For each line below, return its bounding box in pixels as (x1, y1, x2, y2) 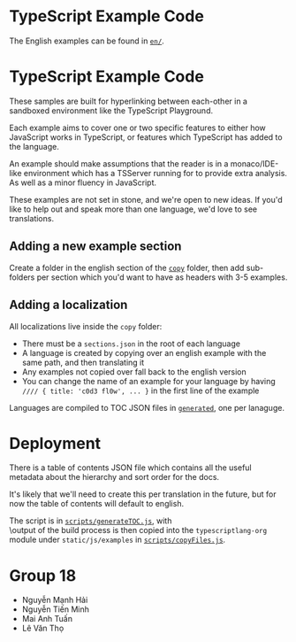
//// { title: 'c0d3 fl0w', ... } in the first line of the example (21, 385, 260, 396)
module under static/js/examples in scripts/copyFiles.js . (9, 534, 226, 545)
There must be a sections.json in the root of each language (21, 338, 241, 349)
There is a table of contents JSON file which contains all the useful (9, 462, 252, 473)
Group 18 (9, 565, 77, 585)
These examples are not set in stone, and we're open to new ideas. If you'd (9, 194, 283, 205)
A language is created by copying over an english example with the (21, 347, 267, 358)
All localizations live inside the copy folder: (9, 321, 163, 331)
